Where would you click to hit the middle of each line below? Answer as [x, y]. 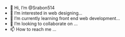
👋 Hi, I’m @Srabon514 [32, 8]
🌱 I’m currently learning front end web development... [65, 18]
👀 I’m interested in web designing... [46, 13]
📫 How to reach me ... [33, 29]
